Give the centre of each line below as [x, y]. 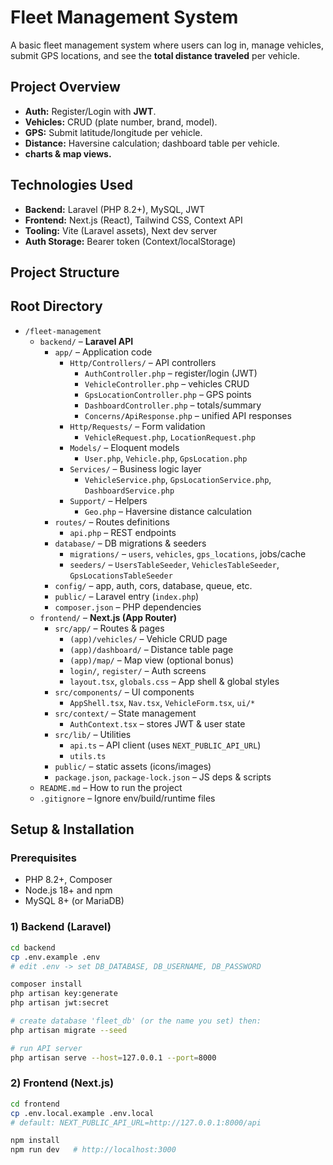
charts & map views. [68, 153]
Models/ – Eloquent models [124, 447]
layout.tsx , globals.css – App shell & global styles [174, 681]
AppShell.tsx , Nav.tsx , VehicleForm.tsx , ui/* [162, 702]
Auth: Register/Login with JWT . [90, 111]
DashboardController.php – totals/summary [173, 405]
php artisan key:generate [64, 994]
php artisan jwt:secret [60, 1003]
